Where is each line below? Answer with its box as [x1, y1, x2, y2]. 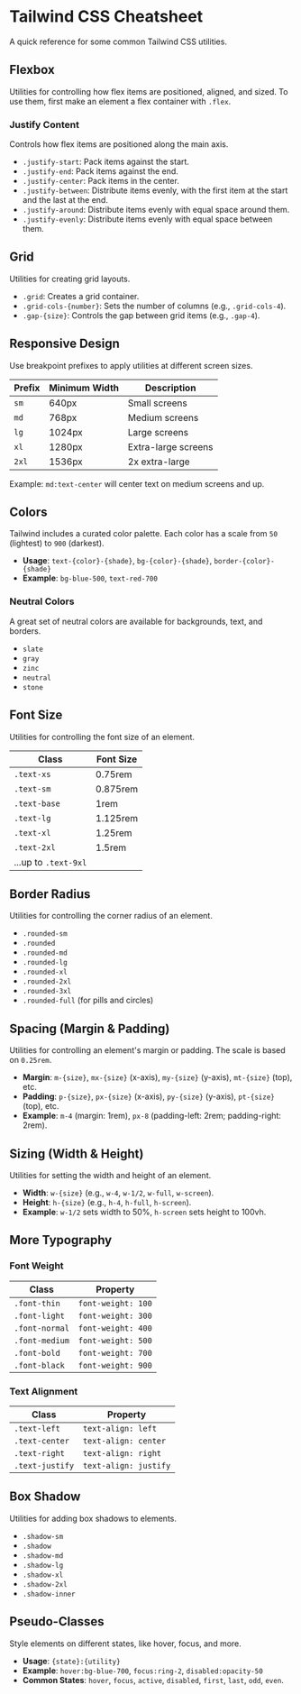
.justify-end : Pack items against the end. [22, 166, 178, 177]
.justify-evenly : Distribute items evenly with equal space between [22, 214, 273, 224]
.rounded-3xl [22, 987, 72, 996]
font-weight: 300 [78, 1310, 153, 1321]
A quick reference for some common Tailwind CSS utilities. [9, 36, 228, 47]
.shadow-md [22, 1551, 64, 1561]
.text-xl [14, 828, 51, 838]
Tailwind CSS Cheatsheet [9, 6, 204, 27]
